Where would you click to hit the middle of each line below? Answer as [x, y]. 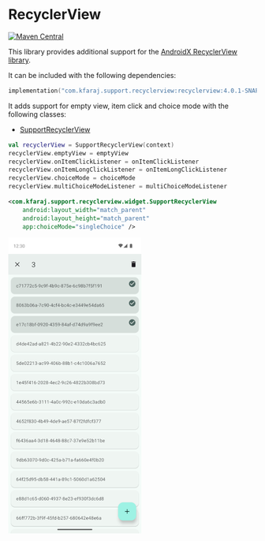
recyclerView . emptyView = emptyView [68, 153]
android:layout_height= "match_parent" [86, 218]
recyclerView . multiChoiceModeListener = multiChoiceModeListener [118, 187]
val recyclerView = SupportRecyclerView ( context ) [91, 145]
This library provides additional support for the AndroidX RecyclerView [123, 51]
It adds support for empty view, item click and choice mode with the [119, 106]
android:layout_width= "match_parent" [84, 210]
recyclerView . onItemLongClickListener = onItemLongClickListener [118, 170]
